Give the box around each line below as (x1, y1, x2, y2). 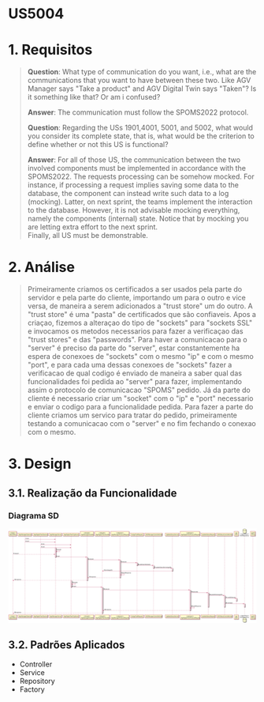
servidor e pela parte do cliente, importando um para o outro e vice (27, 293, 246, 303)
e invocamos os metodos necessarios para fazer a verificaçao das (27, 326, 244, 336)
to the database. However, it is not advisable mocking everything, (27, 206, 240, 215)
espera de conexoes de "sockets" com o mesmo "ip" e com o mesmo (27, 352, 254, 361)
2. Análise (8, 259, 75, 277)
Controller (19, 659, 53, 669)
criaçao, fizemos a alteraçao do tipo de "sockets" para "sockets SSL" (27, 318, 253, 328)
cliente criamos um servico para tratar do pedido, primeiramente (27, 410, 238, 420)
